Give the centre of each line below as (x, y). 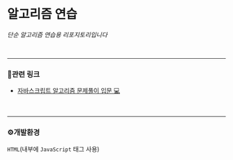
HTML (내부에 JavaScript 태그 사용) (53, 149)
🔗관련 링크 (24, 74)
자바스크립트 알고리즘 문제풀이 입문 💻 (68, 91)
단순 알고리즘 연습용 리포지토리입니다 (57, 35)
